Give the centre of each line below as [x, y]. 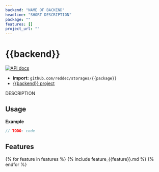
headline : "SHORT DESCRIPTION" [38, 15]
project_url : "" [22, 29]
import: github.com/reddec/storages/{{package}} [65, 78]
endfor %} [16, 164]
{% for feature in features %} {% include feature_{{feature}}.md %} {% [80, 159]
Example [15, 121]
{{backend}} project [34, 83]
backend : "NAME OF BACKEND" [35, 10]
